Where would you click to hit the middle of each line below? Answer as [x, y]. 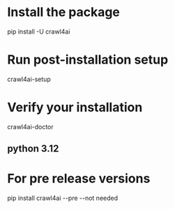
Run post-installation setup [88, 60]
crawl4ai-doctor [30, 127]
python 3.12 [33, 149]
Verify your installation [75, 107]
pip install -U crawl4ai [39, 31]
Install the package [64, 12]
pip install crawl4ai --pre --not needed [63, 198]
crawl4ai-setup [29, 79]
